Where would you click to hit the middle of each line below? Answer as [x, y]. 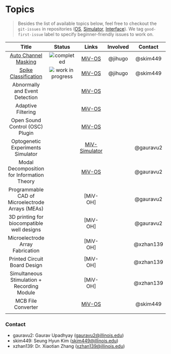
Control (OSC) [26, 127]
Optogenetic [26, 141]
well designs [26, 229]
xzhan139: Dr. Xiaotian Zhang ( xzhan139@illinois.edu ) [69, 346]
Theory [26, 181]
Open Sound [26, 120]
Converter [26, 307]
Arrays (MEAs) [26, 209]
